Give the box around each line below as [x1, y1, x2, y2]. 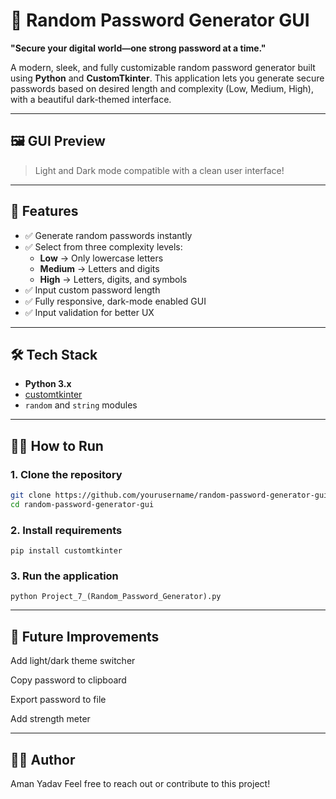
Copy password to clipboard [10, 674, 127, 686]
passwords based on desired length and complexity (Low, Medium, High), [10, 82, 314, 94]
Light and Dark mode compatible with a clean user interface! [34, 164, 285, 176]
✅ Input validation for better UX [24, 306, 155, 318]
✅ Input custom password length [24, 284, 161, 296]
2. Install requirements [10, 523, 123, 537]
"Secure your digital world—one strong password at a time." [10, 42, 267, 54]
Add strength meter [10, 713, 91, 725]
